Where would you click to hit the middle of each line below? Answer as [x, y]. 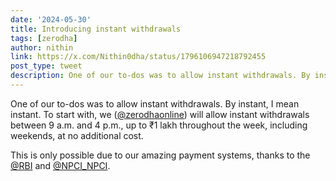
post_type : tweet [46, 66]
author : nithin [42, 47]
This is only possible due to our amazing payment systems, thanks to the [160, 155]
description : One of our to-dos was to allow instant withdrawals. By [160, 76]
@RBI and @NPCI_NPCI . [60, 165]
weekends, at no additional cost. [77, 135]
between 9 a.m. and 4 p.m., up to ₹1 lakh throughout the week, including [159, 125]
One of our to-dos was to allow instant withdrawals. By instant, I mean [155, 103]
